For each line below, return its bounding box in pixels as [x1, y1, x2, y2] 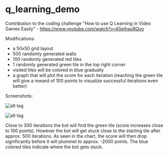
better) [12, 83, 27, 89]
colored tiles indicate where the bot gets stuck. [5, 143, 103, 150]
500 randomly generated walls [12, 51, 77, 57]
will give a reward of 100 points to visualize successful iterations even [12, 77, 158, 84]
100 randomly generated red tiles [12, 56, 82, 62]
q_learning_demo [5, 4, 80, 15]
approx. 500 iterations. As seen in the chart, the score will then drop [5, 133, 147, 139]
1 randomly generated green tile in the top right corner [12, 61, 126, 67]
